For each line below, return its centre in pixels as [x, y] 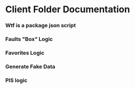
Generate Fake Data [30, 66]
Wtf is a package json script [41, 26]
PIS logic [16, 80]
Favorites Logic [25, 53]
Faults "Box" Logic [29, 39]
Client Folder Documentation [68, 9]
